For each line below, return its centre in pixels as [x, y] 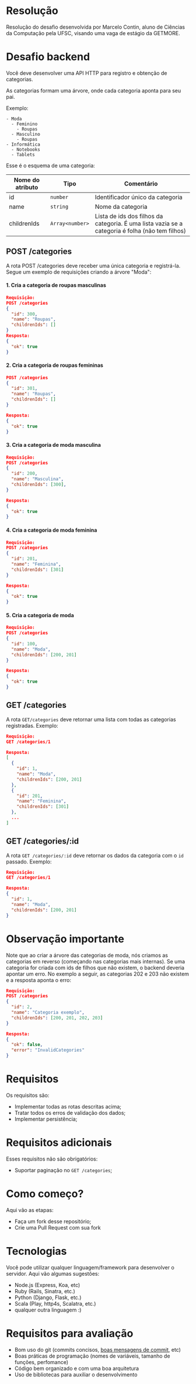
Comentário [141, 184]
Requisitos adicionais [59, 1143]
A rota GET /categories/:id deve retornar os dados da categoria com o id [95, 855]
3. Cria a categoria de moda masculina [53, 445]
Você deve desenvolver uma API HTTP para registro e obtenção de [87, 73]
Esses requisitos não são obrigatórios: [52, 1159]
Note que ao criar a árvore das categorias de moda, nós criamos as [87, 955]
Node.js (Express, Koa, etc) [47, 1285]
